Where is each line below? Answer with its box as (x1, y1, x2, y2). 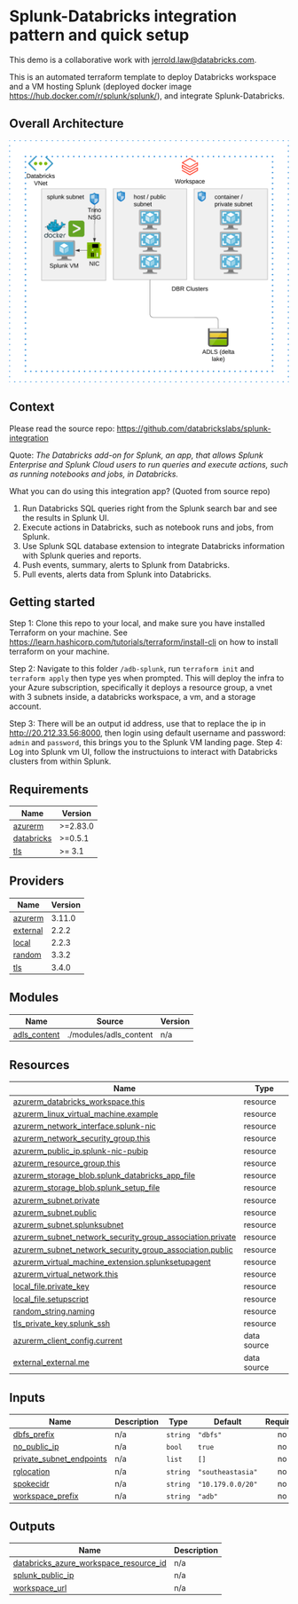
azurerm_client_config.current (12, 1335, 122, 1346)
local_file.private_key (12, 1281, 90, 1292)
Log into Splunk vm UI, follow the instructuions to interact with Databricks (9, 747, 278, 758)
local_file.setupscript (12, 1293, 89, 1304)
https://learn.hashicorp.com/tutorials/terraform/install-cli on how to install (9, 637, 278, 648)
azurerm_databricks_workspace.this (12, 1096, 145, 1106)
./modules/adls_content (67, 1029, 153, 1040)
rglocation (12, 1466, 51, 1476)
